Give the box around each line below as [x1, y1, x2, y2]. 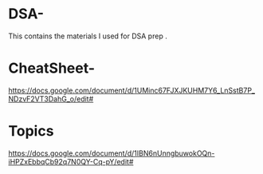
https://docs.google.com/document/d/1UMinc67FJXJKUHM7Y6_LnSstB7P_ [8, 85, 255, 95]
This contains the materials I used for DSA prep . [8, 31, 167, 41]
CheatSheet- [8, 59, 96, 77]
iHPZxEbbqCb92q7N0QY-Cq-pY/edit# [8, 156, 134, 166]
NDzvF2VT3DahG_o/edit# [8, 93, 94, 104]
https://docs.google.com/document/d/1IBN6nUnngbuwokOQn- [8, 148, 215, 158]
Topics [8, 122, 54, 140]
